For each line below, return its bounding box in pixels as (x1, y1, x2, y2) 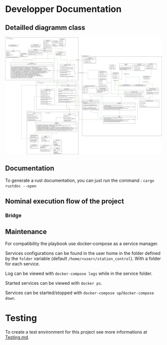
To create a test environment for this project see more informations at (5, 329, 148, 335)
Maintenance (5, 228, 47, 236)
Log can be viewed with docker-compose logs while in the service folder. (5, 270, 153, 276)
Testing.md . (5, 334, 30, 340)
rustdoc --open (5, 183, 37, 189)
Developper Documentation (5, 3, 122, 15)
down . (5, 295, 16, 301)
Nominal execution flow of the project (5, 197, 124, 206)
